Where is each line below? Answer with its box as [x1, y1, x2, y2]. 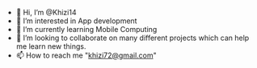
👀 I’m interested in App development [15, 16, 137, 26]
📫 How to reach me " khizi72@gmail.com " [15, 50, 157, 60]
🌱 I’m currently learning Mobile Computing [15, 25, 158, 34]
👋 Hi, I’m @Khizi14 [15, 8, 77, 17]
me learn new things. [15, 42, 86, 51]
